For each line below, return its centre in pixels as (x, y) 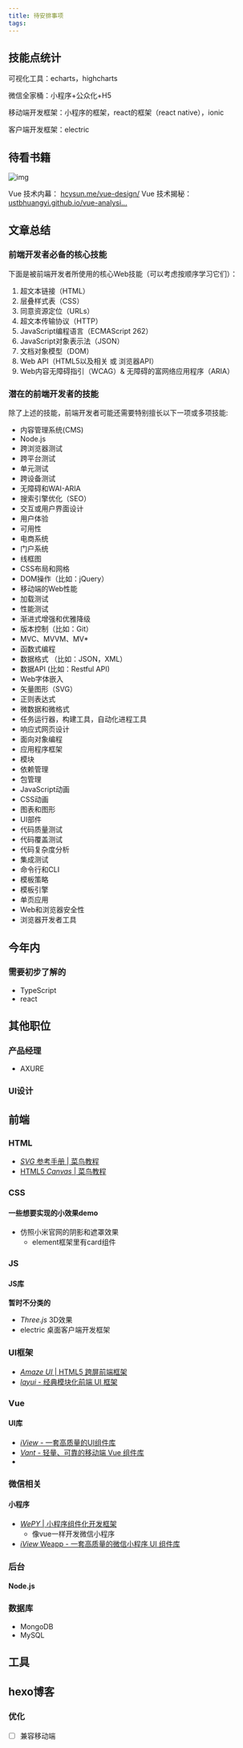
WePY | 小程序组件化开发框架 (68, 1523)
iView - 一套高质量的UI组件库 (68, 1442)
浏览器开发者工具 (48, 920)
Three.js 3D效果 (46, 1320)
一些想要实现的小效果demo (53, 1213)
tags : (17, 23)
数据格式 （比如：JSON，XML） (73, 659)
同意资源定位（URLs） (57, 310)
